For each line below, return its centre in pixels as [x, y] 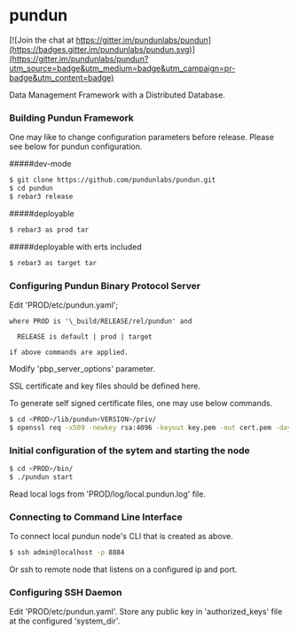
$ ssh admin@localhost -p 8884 [67, 553]
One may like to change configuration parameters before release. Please [142, 137]
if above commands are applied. [69, 352]
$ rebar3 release [41, 196]
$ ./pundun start [41, 477]
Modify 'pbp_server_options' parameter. [82, 368]
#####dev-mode [40, 164]
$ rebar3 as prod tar [49, 230]
